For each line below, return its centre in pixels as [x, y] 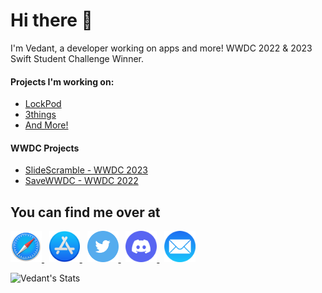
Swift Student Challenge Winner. [77, 58]
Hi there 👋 [51, 20]
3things [40, 115]
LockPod [43, 104]
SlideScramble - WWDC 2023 [86, 170]
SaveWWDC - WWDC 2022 [81, 181]
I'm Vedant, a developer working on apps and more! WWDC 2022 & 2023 [161, 48]
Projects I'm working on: [62, 81]
